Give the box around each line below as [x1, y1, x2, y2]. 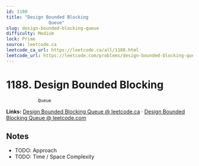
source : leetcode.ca [6, 42, 57, 48]
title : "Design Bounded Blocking [6, 14, 89, 20]
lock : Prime [6, 36, 36, 42]
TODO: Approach [14, 147, 57, 154]
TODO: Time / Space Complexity [14, 153, 95, 160]
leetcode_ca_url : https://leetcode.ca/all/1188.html [6, 47, 139, 53]
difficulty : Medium [6, 31, 54, 37]
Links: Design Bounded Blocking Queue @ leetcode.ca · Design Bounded [6, 108, 185, 115]
